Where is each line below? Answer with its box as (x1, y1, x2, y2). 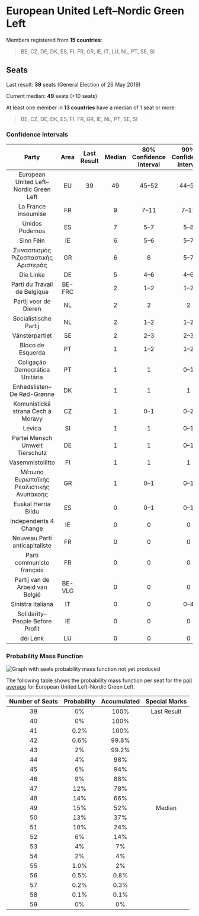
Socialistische (12, 315, 52, 323)
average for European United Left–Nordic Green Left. (6, 683, 135, 690)
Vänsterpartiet (12, 331, 52, 340)
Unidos (22, 220, 43, 228)
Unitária (21, 373, 43, 381)
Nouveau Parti (12, 534, 52, 543)
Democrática (14, 366, 50, 374)
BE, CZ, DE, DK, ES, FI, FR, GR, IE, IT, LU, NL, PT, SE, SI (20, 47, 155, 55)
